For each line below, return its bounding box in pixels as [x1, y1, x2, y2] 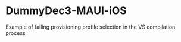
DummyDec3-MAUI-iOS [5, 4, 127, 17]
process [5, 29, 26, 36]
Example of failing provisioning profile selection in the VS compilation [5, 23, 176, 30]
